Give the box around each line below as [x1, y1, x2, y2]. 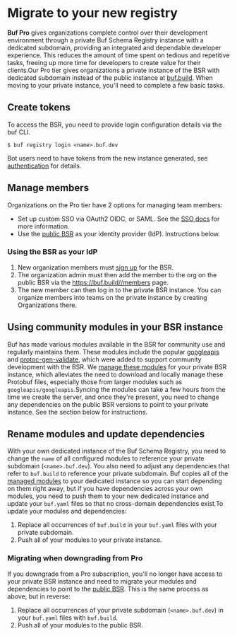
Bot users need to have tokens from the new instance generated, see [7, 154, 208, 162]
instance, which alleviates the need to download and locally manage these [7, 370, 224, 378]
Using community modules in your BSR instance [7, 321, 224, 333]
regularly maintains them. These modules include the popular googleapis [7, 347, 220, 356]
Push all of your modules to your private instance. [17, 536, 162, 544]
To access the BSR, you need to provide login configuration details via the [7, 120, 222, 129]
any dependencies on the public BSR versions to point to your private [7, 400, 209, 408]
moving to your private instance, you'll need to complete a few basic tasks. [7, 81, 225, 89]
